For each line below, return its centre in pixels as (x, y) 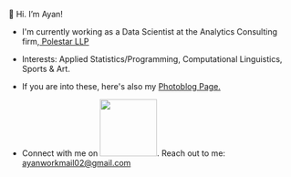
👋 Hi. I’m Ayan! (36, 14)
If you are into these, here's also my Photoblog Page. (121, 86)
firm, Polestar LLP (55, 42)
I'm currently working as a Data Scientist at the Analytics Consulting (150, 31)
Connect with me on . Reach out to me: (123, 153)
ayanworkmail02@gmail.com (76, 163)
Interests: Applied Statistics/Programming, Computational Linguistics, (152, 59)
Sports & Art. (46, 69)
